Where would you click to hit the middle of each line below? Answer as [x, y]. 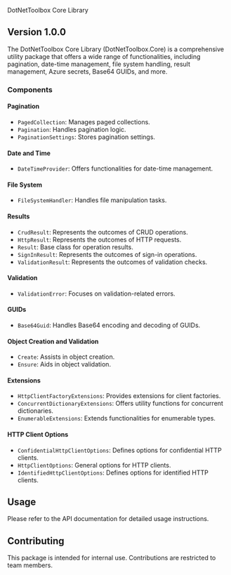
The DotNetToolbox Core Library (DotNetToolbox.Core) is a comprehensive [116, 49]
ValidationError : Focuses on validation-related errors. [96, 293]
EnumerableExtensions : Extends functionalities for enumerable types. [117, 418]
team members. [30, 565]
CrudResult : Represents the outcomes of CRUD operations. [103, 232]
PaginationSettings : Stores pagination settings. [86, 137]
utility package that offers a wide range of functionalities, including [104, 56]
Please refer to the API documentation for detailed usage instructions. [108, 519]
